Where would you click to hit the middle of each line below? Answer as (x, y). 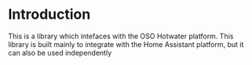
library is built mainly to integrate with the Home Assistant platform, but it (126, 44)
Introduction (49, 14)
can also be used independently (60, 52)
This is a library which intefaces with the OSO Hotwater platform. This (121, 36)
